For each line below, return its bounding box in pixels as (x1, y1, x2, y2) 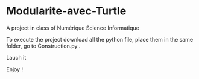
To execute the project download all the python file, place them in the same (6, 36, 194, 43)
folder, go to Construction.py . (6, 42, 81, 49)
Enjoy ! (6, 65, 24, 73)
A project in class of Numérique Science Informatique (6, 24, 140, 31)
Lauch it (6, 54, 27, 61)
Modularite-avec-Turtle (6, 4, 127, 18)
